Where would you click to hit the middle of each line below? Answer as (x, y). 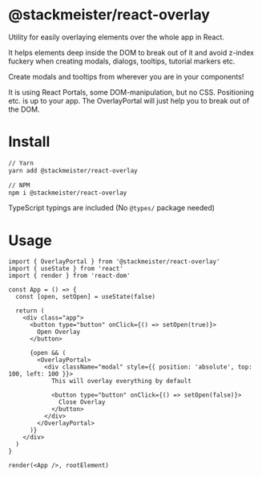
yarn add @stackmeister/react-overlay (73, 170)
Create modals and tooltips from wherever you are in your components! (126, 76)
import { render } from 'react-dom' (69, 276)
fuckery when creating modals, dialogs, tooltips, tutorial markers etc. (122, 61)
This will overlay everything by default (121, 381)
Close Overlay (82, 402)
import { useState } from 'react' (66, 269)
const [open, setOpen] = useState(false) (86, 297)
